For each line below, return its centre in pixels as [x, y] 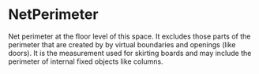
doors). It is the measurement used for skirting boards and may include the [130, 53]
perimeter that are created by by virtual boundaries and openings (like [122, 44]
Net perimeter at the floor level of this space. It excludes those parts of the [129, 36]
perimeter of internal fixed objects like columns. [86, 61]
